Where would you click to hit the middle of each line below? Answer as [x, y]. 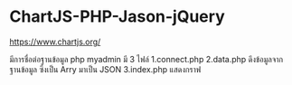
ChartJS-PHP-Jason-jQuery [117, 17]
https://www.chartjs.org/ [55, 42]
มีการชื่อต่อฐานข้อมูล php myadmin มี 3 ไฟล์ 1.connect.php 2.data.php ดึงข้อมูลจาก [146, 59]
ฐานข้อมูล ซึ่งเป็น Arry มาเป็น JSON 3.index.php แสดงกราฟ [105, 69]
